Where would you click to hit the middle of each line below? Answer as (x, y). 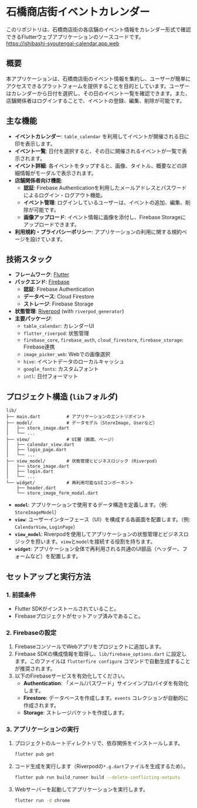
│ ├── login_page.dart (36, 450)
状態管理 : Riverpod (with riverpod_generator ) (69, 311)
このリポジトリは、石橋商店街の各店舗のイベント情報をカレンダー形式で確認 (98, 29)
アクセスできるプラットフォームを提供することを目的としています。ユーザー (98, 86)
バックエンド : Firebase (42, 282)
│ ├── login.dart (30, 472)
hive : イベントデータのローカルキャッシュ (74, 361)
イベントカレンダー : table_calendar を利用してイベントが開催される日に (102, 136)
